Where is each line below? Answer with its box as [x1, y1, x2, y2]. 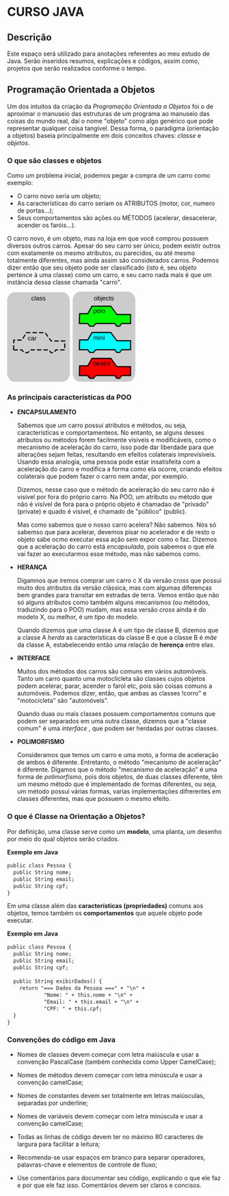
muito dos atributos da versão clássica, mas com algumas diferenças [16, 584, 212, 592]
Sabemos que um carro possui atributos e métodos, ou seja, [16, 421, 187, 429]
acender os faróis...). [16, 221, 77, 230]
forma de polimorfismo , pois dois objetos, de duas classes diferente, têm [16, 773, 223, 781]
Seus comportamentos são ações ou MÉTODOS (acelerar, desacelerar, [16, 214, 217, 222]
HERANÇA [16, 563, 48, 571]
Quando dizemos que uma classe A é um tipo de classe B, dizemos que [16, 626, 219, 634]
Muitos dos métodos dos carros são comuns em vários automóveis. [16, 667, 208, 675]
